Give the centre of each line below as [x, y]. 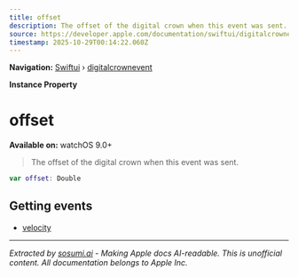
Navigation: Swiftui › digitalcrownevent [81, 67]
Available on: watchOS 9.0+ [61, 145]
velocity [36, 227]
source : [24, 34]
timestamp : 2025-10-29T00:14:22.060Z [79, 42]
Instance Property [43, 84]
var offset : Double [45, 178]
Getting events [51, 206]
